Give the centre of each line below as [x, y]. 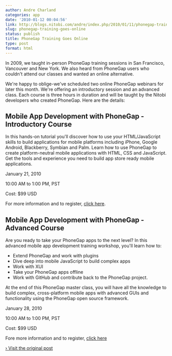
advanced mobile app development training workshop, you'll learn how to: [84, 246]
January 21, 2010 [23, 174]
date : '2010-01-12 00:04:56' [36, 20]
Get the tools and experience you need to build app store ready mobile [80, 158]
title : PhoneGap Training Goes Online [47, 39]
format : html [19, 48]
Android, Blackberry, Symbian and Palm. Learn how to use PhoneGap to [81, 147]
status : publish [23, 34]
